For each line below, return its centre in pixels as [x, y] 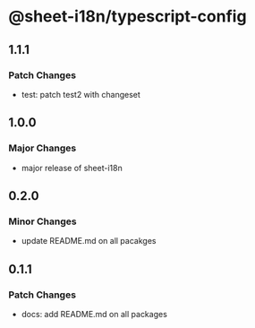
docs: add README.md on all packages [94, 314]
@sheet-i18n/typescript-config [127, 17]
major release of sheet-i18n [72, 168]
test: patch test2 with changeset [81, 94]
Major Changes [42, 148]
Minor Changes [42, 221]
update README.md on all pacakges [89, 241]
